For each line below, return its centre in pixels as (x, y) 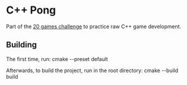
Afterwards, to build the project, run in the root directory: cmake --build (92, 70)
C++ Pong (31, 10)
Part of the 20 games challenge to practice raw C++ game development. (94, 26)
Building (21, 45)
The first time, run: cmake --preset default (57, 59)
